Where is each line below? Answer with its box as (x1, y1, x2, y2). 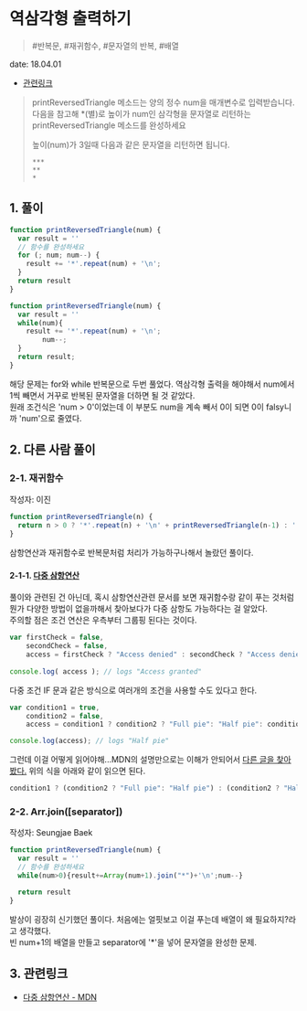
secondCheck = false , (26, 642, 108, 651)
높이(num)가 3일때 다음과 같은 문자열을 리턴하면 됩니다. (31, 139, 230, 150)
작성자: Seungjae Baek (9, 827, 93, 838)
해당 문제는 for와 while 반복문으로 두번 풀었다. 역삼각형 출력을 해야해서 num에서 (9, 378, 295, 389)
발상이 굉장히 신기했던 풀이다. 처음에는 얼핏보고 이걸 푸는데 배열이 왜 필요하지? (9, 913, 290, 924)
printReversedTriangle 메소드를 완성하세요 (31, 120, 186, 131)
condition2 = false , (26, 711, 104, 720)
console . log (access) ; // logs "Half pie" (9, 737, 170, 746)
